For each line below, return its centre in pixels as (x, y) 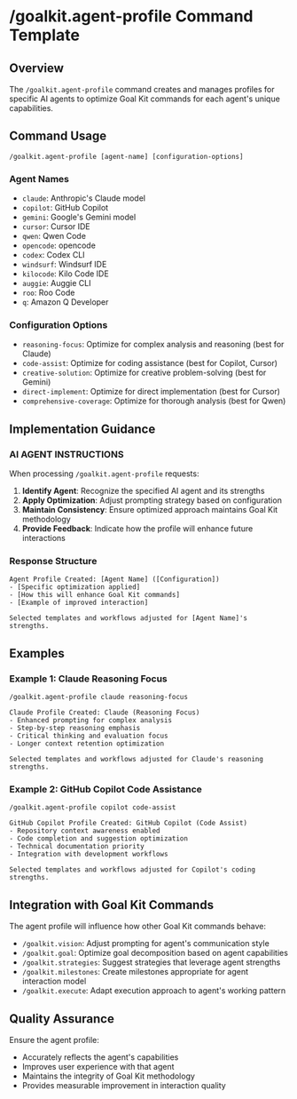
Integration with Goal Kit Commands (112, 905)
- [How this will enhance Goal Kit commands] (94, 595)
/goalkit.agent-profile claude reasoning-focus (99, 697)
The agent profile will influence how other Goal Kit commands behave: (138, 927)
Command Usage (58, 136)
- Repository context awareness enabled (85, 831)
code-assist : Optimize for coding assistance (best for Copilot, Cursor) (149, 363)
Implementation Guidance (82, 429)
